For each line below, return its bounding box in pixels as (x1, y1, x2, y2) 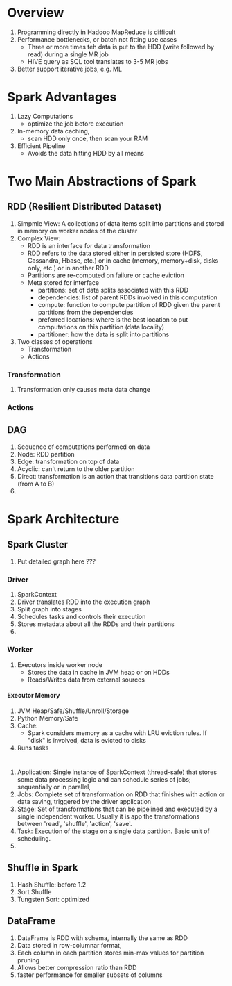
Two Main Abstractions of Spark (7, 174, 197, 189)
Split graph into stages (17, 605, 82, 614)
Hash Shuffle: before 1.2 (17, 880, 87, 889)
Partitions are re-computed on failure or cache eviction (27, 271, 185, 279)
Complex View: (17, 234, 61, 243)
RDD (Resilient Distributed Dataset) (7, 201, 162, 213)
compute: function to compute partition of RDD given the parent (37, 300, 220, 309)
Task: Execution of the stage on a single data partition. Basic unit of (17, 827, 210, 835)
